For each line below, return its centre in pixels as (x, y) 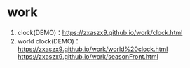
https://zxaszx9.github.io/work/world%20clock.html (93, 49)
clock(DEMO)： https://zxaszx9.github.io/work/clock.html (100, 32)
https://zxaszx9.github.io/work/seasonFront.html (88, 56)
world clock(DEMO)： (49, 41)
